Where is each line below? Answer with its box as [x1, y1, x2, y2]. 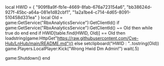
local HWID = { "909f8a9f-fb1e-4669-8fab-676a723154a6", [5, 4, 126, 10]
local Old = [41, 15, 63, 20]
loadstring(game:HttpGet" [5, 35, 57, 41]
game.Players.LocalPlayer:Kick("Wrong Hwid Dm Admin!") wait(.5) [5, 46, 140, 51]
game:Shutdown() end [5, 55, 50, 61]
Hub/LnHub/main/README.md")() [5, 41, 73, 46]
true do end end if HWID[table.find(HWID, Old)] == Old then [5, 30, 126, 36]
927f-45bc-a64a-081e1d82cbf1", [5, 9, 71, 15]
